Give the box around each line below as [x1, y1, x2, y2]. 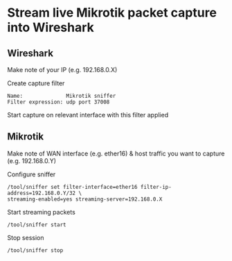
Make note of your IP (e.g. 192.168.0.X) [7, 66, 118, 74]
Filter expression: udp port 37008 [7, 99, 110, 106]
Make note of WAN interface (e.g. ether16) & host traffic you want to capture [7, 149, 225, 158]
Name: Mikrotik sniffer [7, 92, 116, 99]
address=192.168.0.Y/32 [7, 190, 76, 196]
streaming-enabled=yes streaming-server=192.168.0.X [7, 196, 163, 203]
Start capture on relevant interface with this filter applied [7, 111, 168, 119]
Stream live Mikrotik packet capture [7, 5, 217, 21]
